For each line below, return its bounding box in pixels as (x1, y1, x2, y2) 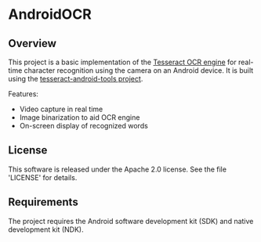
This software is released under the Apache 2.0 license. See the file (8, 164, 227, 174)
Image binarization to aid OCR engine (19, 113, 140, 122)
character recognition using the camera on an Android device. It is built (24, 66, 254, 75)
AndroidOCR (8, 5, 92, 23)
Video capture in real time (19, 104, 103, 114)
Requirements (8, 196, 78, 209)
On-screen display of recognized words (19, 121, 149, 130)
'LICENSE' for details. (8, 172, 78, 182)
